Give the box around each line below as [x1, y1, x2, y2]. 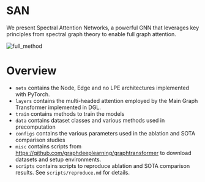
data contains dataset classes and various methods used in [15, 116, 165, 124]
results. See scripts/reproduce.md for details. [15, 169, 130, 176]
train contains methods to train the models [15, 110, 125, 117]
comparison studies [15, 136, 65, 143]
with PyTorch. [15, 90, 50, 98]
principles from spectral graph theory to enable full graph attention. [6, 30, 176, 37]
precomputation [15, 123, 56, 131]
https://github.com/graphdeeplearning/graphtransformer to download [15, 149, 192, 156]
